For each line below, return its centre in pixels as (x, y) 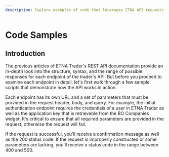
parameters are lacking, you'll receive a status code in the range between (82, 144)
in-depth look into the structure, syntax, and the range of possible (74, 71)
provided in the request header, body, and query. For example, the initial (80, 102)
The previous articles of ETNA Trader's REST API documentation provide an (84, 66)
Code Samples (36, 35)
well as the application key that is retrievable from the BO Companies (77, 113)
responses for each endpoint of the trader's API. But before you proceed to (83, 76)
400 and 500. (19, 150)
